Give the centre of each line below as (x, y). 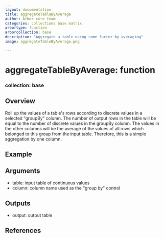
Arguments (23, 171)
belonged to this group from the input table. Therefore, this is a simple (76, 134)
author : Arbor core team (30, 19)
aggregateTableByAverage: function (80, 70)
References (23, 231)
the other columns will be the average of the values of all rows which (74, 128)
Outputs (18, 203)
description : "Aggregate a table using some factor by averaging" (74, 37)
